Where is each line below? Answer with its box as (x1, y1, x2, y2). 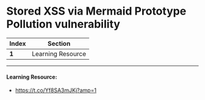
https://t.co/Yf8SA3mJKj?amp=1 (15, 87, 96, 94)
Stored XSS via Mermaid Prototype (6, 4, 187, 18)
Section (48, 39, 71, 48)
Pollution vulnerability (6, 17, 121, 31)
